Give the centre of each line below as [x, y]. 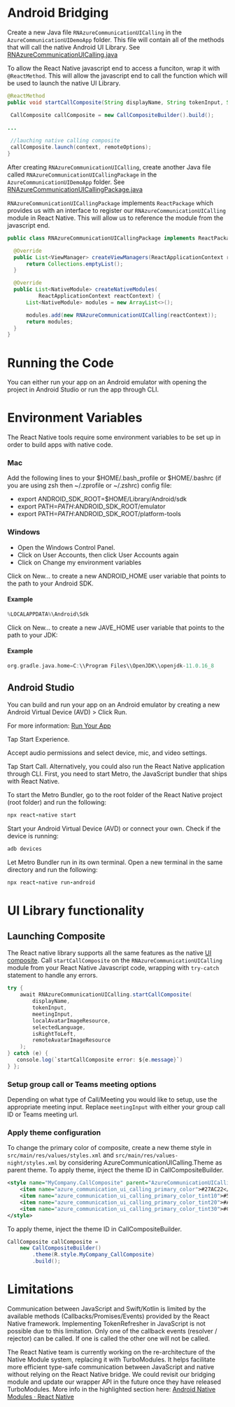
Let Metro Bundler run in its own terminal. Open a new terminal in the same [115, 862]
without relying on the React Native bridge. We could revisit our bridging [111, 1375]
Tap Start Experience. [38, 739]
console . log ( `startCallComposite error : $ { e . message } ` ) [100, 1060]
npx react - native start [42, 815]
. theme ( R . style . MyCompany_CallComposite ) [94, 1255]
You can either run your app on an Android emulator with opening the [107, 382]
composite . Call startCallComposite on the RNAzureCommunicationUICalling [115, 960]
